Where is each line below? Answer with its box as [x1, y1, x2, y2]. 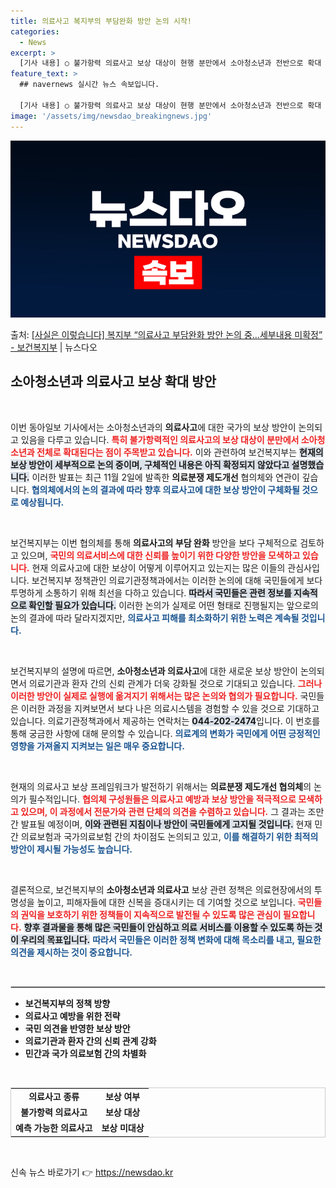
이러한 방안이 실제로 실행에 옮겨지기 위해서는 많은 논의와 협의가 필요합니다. [10, 690, 298, 702]
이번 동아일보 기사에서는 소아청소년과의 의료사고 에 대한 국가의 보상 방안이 [10, 421, 297, 433]
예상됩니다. [20, 496, 65, 508]
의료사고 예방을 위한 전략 [24, 1010, 121, 1022]
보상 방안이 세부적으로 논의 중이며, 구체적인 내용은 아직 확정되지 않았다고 [10, 458, 290, 470]
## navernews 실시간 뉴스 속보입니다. [19, 80, 160, 90]
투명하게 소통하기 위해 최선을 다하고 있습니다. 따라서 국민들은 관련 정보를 [10, 586, 292, 599]
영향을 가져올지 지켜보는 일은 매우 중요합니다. [10, 740, 185, 752]
